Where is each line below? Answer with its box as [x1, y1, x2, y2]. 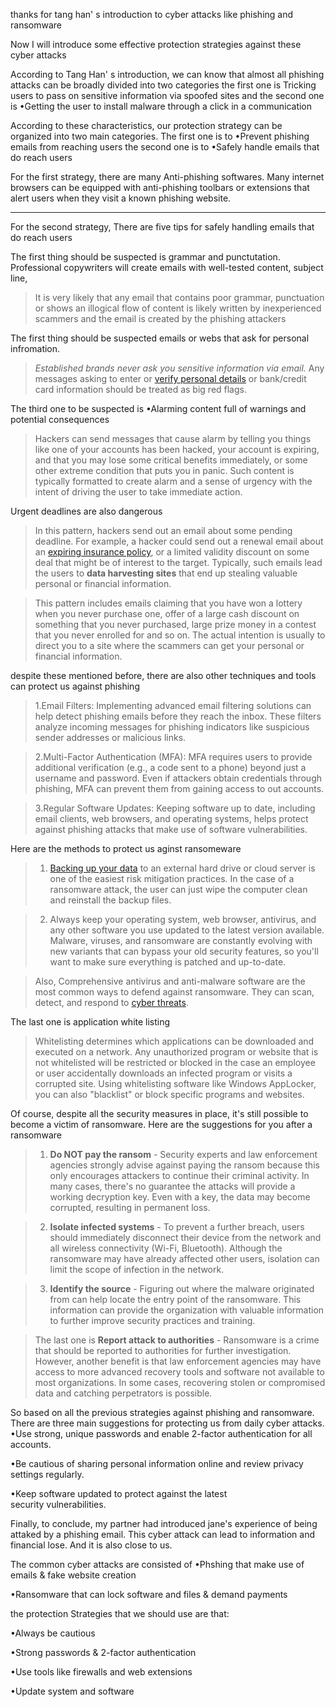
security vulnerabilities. [10, 1499, 107, 1510]
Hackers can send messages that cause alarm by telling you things [34, 433, 312, 444]
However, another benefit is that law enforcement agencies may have [34, 1355, 322, 1367]
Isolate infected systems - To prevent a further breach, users [49, 1221, 305, 1233]
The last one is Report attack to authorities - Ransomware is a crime [34, 1334, 320, 1346]
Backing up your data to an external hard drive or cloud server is [49, 862, 316, 874]
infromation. [10, 343, 61, 354]
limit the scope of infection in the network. [49, 1264, 225, 1275]
